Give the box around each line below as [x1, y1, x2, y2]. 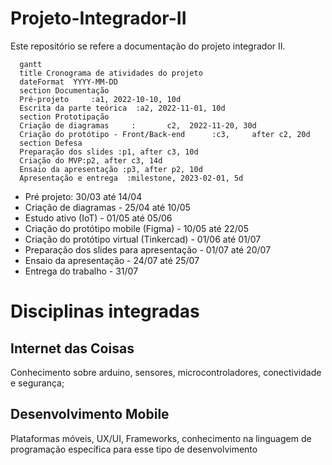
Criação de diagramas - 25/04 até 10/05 [24, 201, 191, 213]
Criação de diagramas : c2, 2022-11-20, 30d [19, 120, 257, 131]
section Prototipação [19, 112, 110, 122]
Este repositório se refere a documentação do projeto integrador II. [10, 40, 286, 52]
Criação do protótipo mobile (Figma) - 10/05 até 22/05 [24, 222, 249, 234]
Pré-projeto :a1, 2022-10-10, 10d [19, 94, 182, 104]
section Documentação [19, 85, 110, 96]
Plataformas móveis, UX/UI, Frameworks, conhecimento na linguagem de [10, 432, 312, 444]
